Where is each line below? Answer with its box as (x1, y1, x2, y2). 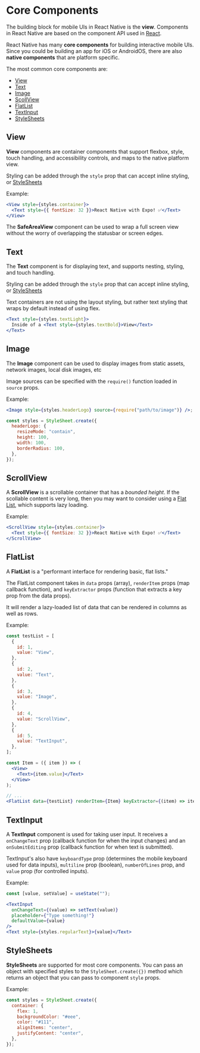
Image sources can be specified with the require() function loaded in (6, 378, 177, 385)
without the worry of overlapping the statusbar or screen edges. (6, 230, 164, 237)
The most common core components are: (6, 65, 108, 72)
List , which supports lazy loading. (6, 501, 89, 509)
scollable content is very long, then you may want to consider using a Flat (6, 495, 187, 502)
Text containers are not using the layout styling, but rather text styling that (6, 298, 187, 306)
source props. (6, 384, 40, 391)
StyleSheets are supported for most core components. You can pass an (6, 961, 183, 968)
